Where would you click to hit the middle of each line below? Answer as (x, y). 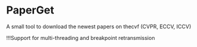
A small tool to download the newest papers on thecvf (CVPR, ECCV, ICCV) (99, 26)
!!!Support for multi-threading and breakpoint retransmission (81, 38)
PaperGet (30, 10)
